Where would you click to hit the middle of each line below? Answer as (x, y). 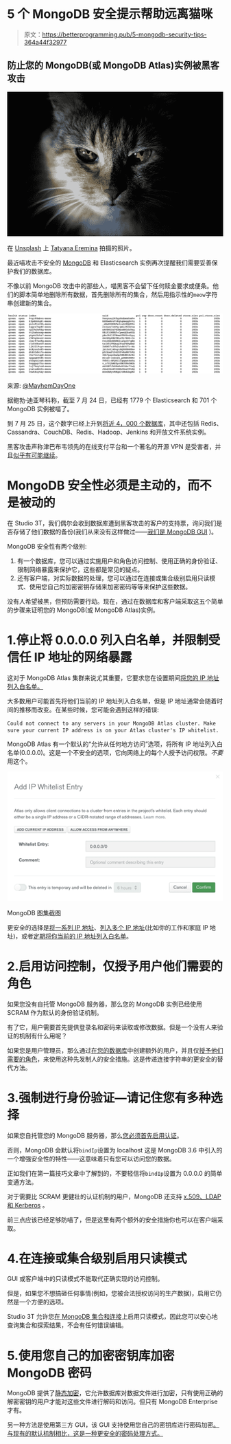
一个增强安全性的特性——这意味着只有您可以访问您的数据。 (91, 1159)
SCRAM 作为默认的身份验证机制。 (55, 1012)
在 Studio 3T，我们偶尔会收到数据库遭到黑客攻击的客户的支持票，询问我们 (112, 523)
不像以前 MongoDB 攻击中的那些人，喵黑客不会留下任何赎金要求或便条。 (110, 285)
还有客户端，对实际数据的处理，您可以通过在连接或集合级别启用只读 (113, 578)
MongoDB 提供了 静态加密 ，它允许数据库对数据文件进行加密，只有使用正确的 (115, 1393)
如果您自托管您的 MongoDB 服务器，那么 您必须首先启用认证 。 (95, 1135)
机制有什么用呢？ (43, 1036)
